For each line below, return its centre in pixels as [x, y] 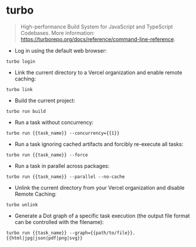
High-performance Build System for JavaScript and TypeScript [97, 27]
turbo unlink [22, 204]
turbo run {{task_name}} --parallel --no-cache [66, 177]
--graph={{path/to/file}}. [102, 233]
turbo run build [26, 111]
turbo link [19, 89]
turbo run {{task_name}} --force [47, 155]
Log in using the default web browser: [61, 50]
